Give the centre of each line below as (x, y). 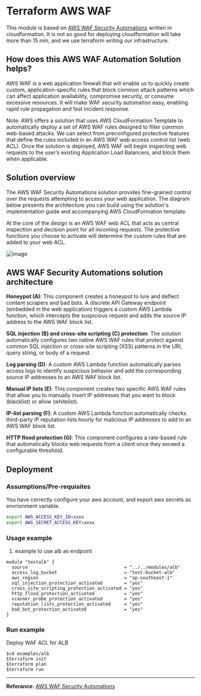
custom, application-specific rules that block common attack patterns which (100, 90)
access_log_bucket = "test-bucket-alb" (93, 573)
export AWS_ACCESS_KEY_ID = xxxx (45, 517)
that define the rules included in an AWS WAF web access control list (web (98, 139)
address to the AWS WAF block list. (50, 322)
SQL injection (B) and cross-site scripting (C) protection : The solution (94, 334)
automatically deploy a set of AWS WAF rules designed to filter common (95, 127)
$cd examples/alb (28, 654)
